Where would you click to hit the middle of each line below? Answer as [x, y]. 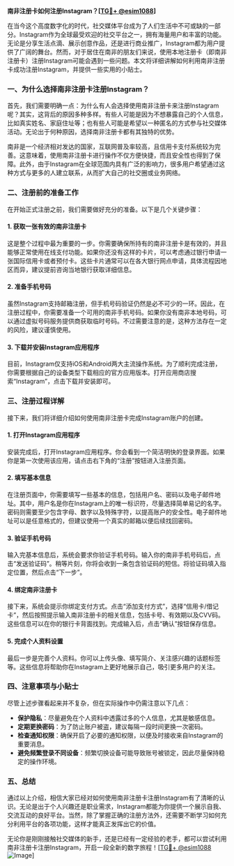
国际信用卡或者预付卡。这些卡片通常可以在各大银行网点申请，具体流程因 [117, 260]
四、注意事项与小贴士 [43, 687]
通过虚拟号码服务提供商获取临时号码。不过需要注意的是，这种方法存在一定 [120, 321]
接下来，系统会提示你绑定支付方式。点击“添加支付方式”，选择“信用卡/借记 [113, 606]
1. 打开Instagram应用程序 [44, 435]
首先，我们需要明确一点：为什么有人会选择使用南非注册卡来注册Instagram [113, 106]
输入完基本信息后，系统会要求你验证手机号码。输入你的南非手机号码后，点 [114, 555]
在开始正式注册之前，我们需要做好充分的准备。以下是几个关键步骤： [105, 209]
